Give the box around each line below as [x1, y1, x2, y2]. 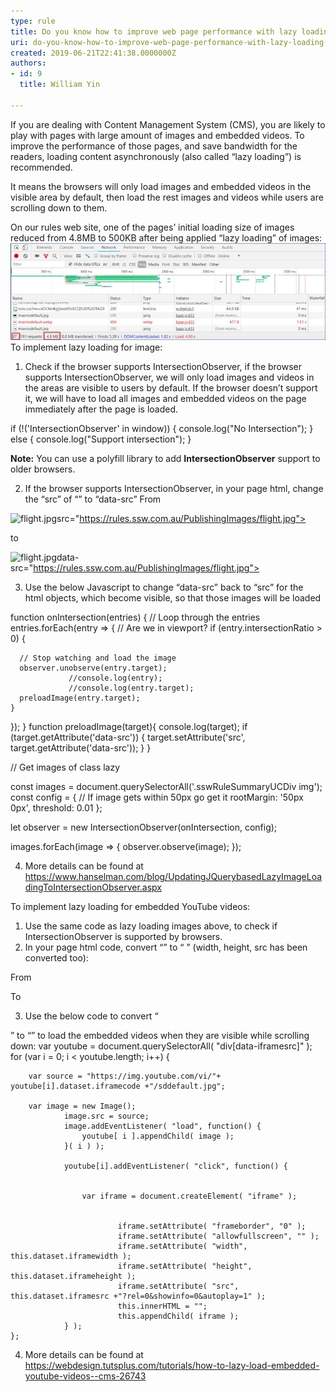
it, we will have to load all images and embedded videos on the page [24, 393, 307, 405]
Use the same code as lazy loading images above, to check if [24, 920, 278, 932]
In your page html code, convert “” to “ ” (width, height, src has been [24, 941, 308, 954]
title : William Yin [19, 80, 101, 90]
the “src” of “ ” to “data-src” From [24, 493, 162, 505]
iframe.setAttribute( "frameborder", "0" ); [117, 1221, 307, 1232]
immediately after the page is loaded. [24, 403, 179, 415]
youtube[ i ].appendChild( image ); [81, 1131, 235, 1142]
